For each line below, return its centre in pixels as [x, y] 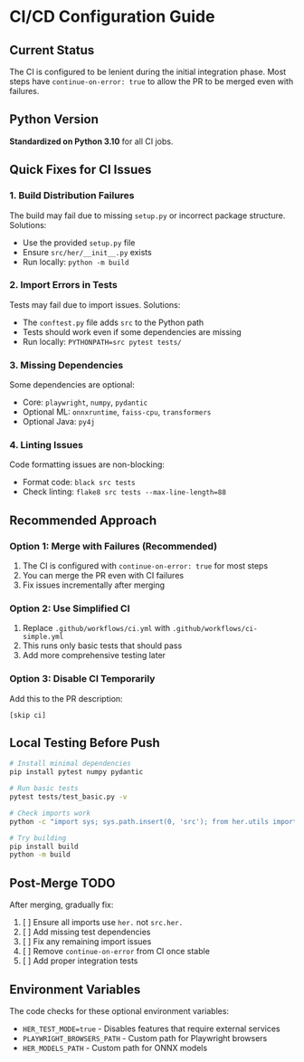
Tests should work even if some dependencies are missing [132, 331]
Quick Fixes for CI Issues [81, 170]
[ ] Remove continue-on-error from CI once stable [116, 952]
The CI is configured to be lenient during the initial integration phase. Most [148, 72]
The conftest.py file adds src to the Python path [113, 322]
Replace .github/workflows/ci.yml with [96, 628]
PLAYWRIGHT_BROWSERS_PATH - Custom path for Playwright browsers [145, 1038]
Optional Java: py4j [58, 422]
